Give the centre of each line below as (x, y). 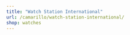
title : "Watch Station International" (55, 12)
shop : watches (24, 23)
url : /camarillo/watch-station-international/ (65, 17)
